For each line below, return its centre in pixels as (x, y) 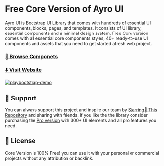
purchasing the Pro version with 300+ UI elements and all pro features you (81, 120)
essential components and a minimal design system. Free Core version (77, 33)
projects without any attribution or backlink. (49, 158)
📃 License (20, 141)
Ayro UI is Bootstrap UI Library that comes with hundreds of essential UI (78, 23)
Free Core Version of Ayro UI (64, 9)
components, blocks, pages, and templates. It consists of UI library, (73, 28)
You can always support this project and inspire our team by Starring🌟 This (81, 110)
